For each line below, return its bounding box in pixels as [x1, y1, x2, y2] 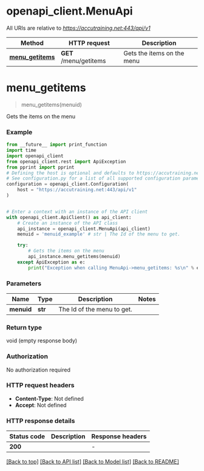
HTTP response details [6, 416, 75, 425]
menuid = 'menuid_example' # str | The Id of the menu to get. [17, 231, 181, 237]
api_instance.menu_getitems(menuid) [28, 254, 121, 260]
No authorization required [6, 366, 71, 373]
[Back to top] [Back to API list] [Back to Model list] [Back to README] [6, 458, 179, 466]
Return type [6, 323, 42, 331]
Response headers [91, 432, 147, 441]
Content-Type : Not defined [15, 395, 84, 402]
